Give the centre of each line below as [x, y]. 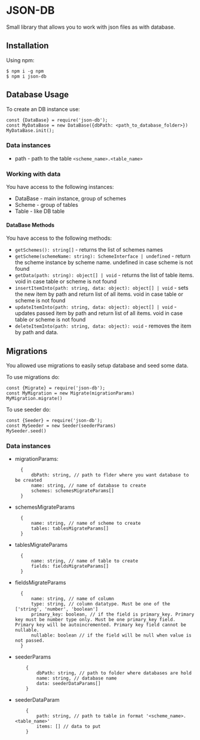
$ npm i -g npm [25, 71]
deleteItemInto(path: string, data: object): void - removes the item [103, 326]
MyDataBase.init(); [30, 130]
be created [28, 481]
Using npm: [20, 60]
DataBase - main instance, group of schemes [70, 198]
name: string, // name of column [73, 599]
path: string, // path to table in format [90, 716]
